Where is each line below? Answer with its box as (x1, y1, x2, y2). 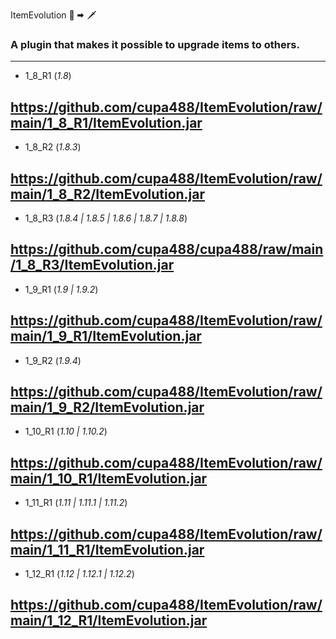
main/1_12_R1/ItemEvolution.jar (10, 612, 208, 629)
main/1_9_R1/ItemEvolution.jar (10, 328, 202, 345)
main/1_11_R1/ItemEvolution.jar (10, 541, 205, 558)
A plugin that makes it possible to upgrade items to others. (10, 37, 300, 51)
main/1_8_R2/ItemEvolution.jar (10, 185, 206, 203)
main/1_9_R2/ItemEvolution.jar (10, 399, 205, 416)
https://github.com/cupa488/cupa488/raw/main (10, 241, 324, 258)
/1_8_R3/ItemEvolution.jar (10, 257, 175, 274)
